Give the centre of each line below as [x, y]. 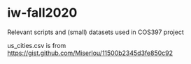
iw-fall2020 [42, 13]
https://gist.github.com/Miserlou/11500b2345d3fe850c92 [90, 53]
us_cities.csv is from [37, 45]
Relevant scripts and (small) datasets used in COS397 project [95, 32]
